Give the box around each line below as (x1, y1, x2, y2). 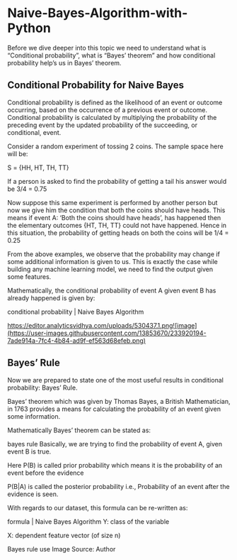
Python (7, 20, 51, 36)
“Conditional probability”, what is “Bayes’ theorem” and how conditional (7, 51, 216, 60)
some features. (7, 272, 52, 281)
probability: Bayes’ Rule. (7, 383, 78, 392)
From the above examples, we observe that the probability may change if (7, 250, 221, 258)
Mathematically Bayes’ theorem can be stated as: (7, 426, 151, 434)
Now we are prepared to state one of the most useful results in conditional (7, 375, 224, 384)
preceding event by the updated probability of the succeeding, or (7, 121, 198, 129)
